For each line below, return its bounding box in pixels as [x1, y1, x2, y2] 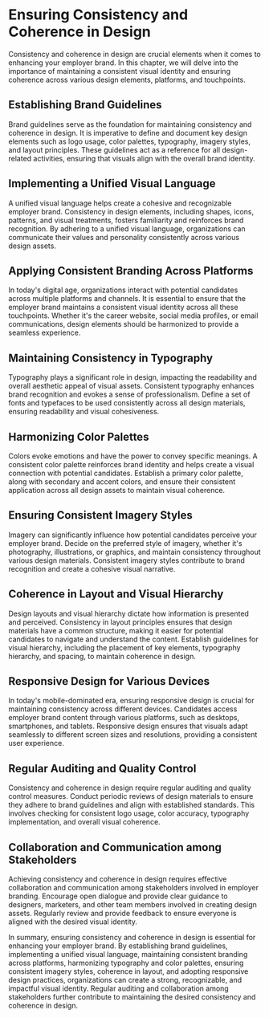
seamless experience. [8, 328, 81, 338]
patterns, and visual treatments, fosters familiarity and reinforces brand [8, 215, 244, 225]
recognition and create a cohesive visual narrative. [8, 564, 176, 573]
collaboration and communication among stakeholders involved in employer [8, 883, 259, 893]
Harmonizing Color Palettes [8, 430, 149, 443]
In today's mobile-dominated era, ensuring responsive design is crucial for [8, 696, 255, 706]
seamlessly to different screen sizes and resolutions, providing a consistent [8, 730, 258, 739]
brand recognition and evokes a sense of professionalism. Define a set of [8, 389, 251, 399]
